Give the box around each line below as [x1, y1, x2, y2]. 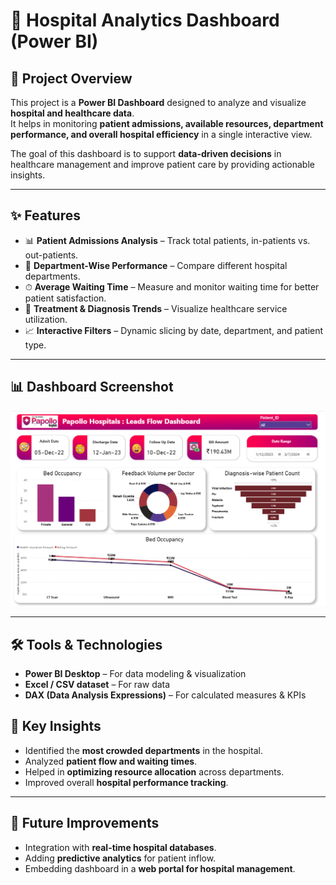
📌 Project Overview [10, 70, 133, 87]
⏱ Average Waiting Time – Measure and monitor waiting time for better [24, 280, 320, 293]
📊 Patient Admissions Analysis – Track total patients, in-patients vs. [24, 234, 311, 246]
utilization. [24, 313, 68, 325]
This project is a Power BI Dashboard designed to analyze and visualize [10, 97, 307, 108]
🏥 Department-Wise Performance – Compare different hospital [24, 259, 288, 271]
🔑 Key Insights [10, 718, 102, 735]
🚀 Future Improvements [10, 815, 160, 832]
